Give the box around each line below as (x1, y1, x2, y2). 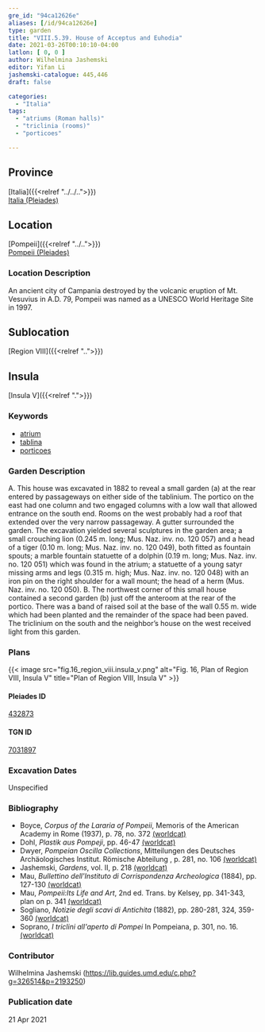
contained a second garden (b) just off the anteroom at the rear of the (8, 593, 236, 602)
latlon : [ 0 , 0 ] (8, 48, 66, 56)
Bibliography (8, 802, 59, 814)
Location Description (8, 268, 91, 279)
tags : (8, 107, 26, 115)
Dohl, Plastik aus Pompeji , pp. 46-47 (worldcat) (19, 837, 176, 847)
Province (8, 166, 54, 180)
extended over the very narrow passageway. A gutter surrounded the (8, 517, 235, 527)
